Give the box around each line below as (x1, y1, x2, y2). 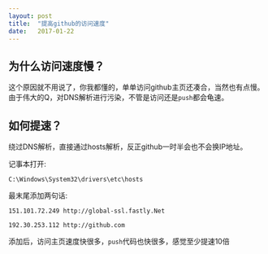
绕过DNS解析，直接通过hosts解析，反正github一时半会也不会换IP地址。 (8, 142, 248, 151)
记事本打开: (8, 160, 47, 169)
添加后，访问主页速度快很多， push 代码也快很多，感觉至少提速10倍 (8, 237, 230, 246)
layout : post (8, 11, 53, 20)
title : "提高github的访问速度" (8, 20, 110, 28)
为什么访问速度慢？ (8, 59, 105, 73)
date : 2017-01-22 (8, 27, 75, 35)
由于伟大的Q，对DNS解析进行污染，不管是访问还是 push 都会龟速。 (8, 93, 229, 103)
